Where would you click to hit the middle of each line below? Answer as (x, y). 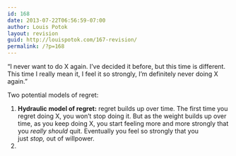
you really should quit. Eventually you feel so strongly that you (108, 131)
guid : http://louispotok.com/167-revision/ (72, 40)
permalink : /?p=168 (36, 46)
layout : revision (33, 33)
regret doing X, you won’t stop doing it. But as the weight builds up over (122, 116)
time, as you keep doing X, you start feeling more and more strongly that (123, 123)
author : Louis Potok (38, 27)
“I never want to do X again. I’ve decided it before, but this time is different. (117, 66)
